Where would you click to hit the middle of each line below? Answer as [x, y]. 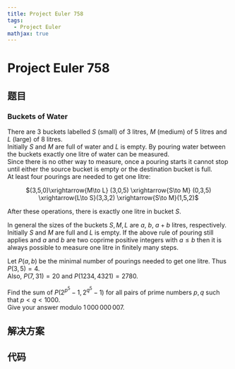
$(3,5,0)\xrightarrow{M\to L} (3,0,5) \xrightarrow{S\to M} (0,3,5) [119, 190]
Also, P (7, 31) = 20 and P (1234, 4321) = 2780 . [73, 276]
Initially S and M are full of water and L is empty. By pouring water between [116, 147]
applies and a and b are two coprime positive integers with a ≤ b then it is [115, 240]
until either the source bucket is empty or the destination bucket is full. [110, 169]
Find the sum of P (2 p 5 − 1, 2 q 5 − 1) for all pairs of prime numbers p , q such [114, 291]
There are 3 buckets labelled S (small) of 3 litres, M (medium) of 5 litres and [117, 132]
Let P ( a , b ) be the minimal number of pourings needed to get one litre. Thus [117, 261]
